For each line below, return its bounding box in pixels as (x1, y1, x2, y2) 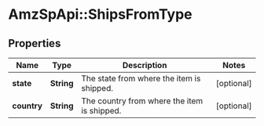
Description (122, 60, 167, 70)
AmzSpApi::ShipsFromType (8, 5, 192, 23)
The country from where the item (81, 95, 203, 106)
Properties (8, 37, 61, 50)
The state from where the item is (81, 73, 201, 84)
